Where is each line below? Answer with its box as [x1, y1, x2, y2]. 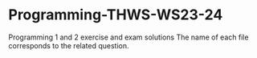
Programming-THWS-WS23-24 [8, 6, 223, 24]
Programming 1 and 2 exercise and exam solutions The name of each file [8, 32, 249, 42]
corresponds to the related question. [8, 40, 129, 50]
